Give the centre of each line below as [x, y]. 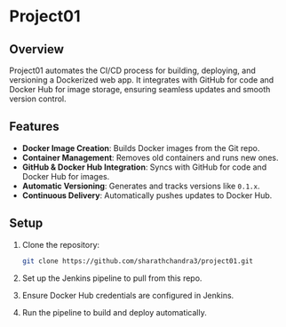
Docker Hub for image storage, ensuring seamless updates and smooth [140, 89]
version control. [38, 99]
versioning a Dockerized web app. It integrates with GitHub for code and [142, 80]
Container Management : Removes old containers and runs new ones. [150, 157]
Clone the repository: [61, 244]
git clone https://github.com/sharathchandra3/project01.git [138, 261]
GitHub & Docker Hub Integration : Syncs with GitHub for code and [144, 167]
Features [34, 127]
